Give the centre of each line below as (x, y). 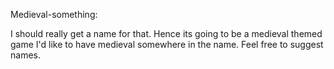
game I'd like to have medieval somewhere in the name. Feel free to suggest (167, 44)
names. (25, 55)
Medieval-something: (54, 14)
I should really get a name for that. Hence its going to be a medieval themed (166, 33)
